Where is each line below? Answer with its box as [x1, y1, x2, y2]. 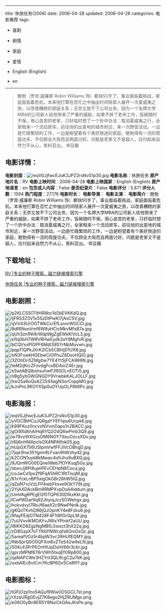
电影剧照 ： [5, 297, 38, 305]
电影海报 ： [5, 399, 38, 408]
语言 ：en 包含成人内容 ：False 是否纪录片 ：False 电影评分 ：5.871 [9, 185, 141, 190]
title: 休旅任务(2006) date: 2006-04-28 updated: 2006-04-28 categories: [5, 10, 155, 16]
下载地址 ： [5, 256, 38, 265]
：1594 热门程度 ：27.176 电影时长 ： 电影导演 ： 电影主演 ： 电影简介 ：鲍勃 [9, 191, 159, 197]
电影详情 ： [5, 158, 38, 167]
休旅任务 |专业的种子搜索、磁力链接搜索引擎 [5, 281, 95, 287]
